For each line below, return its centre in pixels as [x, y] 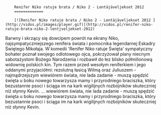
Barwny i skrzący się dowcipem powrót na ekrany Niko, [62, 38]
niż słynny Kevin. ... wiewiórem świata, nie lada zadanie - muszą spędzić [80, 91]
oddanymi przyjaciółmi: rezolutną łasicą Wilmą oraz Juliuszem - [71, 70]
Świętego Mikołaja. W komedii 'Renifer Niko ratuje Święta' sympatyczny [79, 49]
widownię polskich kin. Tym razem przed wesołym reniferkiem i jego [75, 64]
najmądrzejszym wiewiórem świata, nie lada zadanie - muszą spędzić [77, 75]
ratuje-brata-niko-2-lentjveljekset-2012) [50, 29]
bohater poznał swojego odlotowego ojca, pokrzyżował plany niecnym [78, 54]
